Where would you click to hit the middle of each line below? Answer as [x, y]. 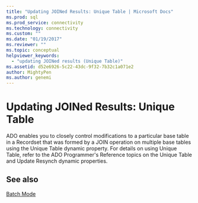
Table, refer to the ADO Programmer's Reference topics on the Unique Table [99, 155]
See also [22, 180]
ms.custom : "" [24, 34]
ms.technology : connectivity [42, 28]
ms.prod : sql [22, 17]
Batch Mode [21, 194]
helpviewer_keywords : [33, 56]
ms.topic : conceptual [33, 50]
